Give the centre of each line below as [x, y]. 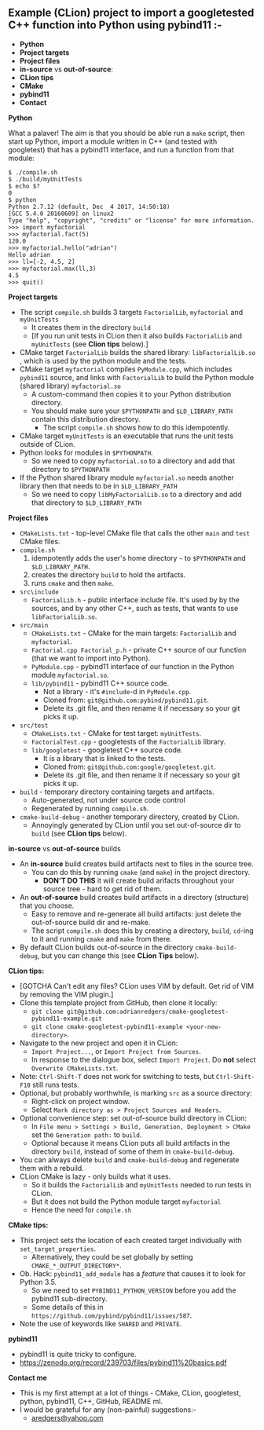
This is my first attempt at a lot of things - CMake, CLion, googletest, [130, 1392]
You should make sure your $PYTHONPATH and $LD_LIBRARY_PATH [132, 411]
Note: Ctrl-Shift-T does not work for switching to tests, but [117, 1076]
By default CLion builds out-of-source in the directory [106, 947]
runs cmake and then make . [73, 583]
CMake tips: [28, 1225]
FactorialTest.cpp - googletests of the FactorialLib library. [128, 741]
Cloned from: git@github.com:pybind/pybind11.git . [126, 700]
